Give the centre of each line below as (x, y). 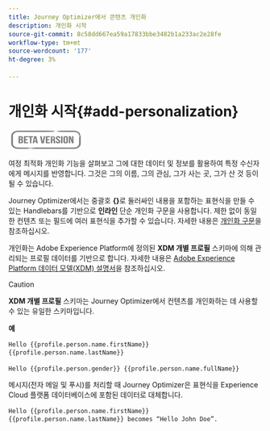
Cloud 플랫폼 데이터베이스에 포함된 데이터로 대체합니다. (96, 395)
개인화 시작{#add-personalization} (124, 112)
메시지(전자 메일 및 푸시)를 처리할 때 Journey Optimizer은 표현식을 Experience (133, 384)
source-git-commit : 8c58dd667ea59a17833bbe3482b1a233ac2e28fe (115, 34)
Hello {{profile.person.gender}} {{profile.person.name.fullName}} (124, 368)
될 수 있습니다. (31, 183)
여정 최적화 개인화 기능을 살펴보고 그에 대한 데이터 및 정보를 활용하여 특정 (123, 163)
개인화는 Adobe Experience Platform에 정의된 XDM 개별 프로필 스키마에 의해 (131, 248)
